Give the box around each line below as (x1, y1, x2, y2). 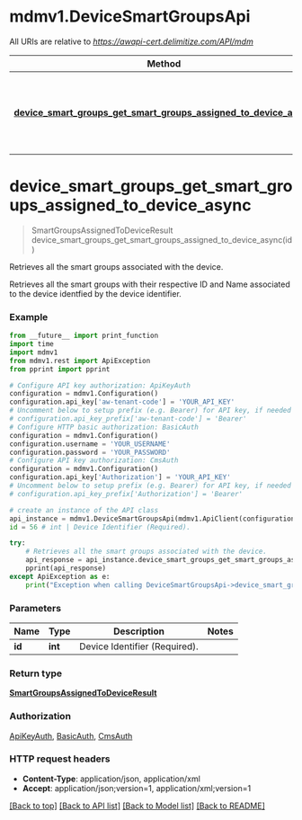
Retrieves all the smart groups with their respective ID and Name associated (9, 279, 290, 290)
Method (147, 57, 182, 69)
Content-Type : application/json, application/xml (22, 773, 200, 784)
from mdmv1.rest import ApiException (9, 356, 151, 365)
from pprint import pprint (9, 364, 111, 374)
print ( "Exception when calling (25, 580, 143, 590)
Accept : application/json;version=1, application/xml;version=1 (22, 782, 252, 793)
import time (9, 340, 54, 349)
